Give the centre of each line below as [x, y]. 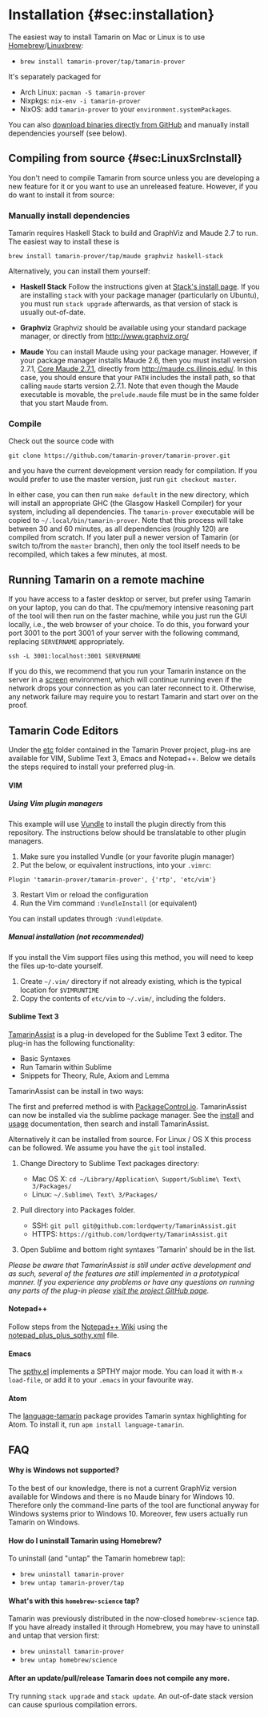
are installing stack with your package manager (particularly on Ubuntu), [139, 295]
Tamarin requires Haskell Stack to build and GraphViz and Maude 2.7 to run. [133, 233]
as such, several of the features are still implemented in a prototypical [124, 1274]
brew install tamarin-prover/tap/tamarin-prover [102, 62]
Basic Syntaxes [45, 1058]
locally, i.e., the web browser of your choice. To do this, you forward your [129, 625]
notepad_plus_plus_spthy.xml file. [64, 1335]
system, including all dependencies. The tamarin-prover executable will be [131, 512]
